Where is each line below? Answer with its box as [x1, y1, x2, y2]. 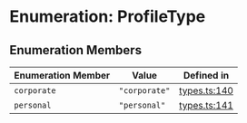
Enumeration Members [9, 43, 143, 58]
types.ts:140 [178, 84, 234, 97]
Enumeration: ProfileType [9, 6, 206, 27]
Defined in [183, 70, 230, 81]
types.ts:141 [178, 99, 234, 111]
